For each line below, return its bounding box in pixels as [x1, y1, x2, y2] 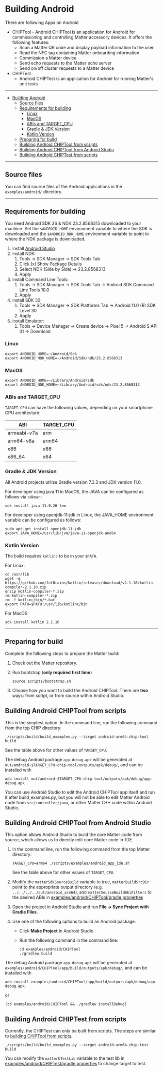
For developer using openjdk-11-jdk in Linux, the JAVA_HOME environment [5, 512, 154, 517]
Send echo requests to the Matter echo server [19, 60, 112, 66]
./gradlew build [19, 951, 52, 956]
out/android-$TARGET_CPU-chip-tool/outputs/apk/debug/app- [31, 776, 153, 781]
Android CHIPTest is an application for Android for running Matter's [19, 76, 154, 81]
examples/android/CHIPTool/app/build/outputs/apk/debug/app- [31, 979, 158, 985]
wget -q [5, 576, 21, 581]
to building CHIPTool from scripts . [5, 1033, 73, 1039]
